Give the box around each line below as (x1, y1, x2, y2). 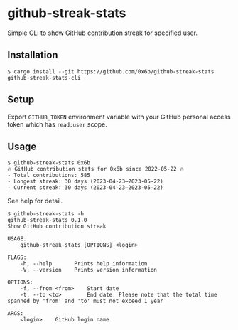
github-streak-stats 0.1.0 (7, 217, 87, 224)
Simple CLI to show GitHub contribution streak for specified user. (7, 28, 198, 37)
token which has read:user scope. (7, 119, 108, 129)
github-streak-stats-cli (7, 74, 81, 81)
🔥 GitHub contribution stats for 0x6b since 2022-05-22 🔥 (7, 166, 184, 173)
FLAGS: (7, 254, 27, 261)
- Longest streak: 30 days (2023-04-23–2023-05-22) (7, 178, 163, 186)
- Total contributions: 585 (7, 172, 91, 179)
